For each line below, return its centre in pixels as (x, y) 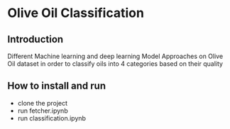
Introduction (35, 39)
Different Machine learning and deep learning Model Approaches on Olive (115, 56)
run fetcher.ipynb (43, 111)
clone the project (43, 103)
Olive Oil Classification (76, 13)
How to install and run (57, 86)
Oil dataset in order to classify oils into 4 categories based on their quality (115, 64)
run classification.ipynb (52, 118)
